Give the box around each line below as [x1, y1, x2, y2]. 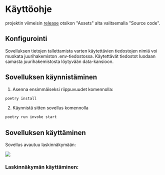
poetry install [5, 96, 37, 101]
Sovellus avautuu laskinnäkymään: [5, 141, 76, 148]
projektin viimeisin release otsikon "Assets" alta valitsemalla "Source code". [5, 20, 160, 26]
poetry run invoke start [5, 114, 57, 119]
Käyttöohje [5, 3, 52, 15]
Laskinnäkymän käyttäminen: [5, 163, 79, 170]
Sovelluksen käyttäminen [5, 128, 86, 137]
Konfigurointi [5, 34, 47, 43]
